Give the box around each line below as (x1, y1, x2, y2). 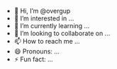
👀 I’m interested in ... (13, 14, 74, 23)
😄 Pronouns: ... (13, 47, 60, 56)
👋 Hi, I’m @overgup (13, 7, 71, 15)
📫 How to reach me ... (13, 37, 80, 45)
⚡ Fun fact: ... (13, 55, 53, 63)
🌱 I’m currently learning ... (13, 22, 90, 30)
